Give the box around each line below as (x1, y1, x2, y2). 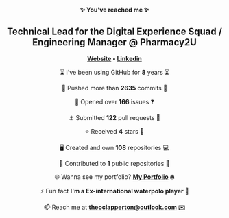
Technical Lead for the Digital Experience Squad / (7, 25, 222, 37)
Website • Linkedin (87, 55, 142, 63)
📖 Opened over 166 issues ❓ (74, 98, 155, 106)
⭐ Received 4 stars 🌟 (84, 128, 145, 136)
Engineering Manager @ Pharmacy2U (32, 36, 197, 48)
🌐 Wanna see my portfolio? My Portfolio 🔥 (54, 173, 175, 181)
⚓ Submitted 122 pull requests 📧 (69, 114, 160, 122)
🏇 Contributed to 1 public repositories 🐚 (59, 160, 170, 168)
